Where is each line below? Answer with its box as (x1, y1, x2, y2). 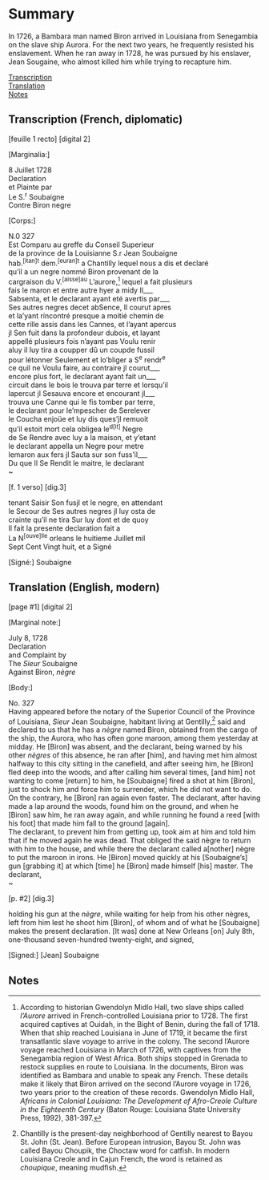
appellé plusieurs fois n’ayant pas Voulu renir (8, 336, 156, 346)
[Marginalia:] (8, 149, 50, 159)
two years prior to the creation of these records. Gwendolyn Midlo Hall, (19, 1087, 255, 1097)
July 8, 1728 (8, 632, 48, 642)
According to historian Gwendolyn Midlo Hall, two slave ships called (19, 1002, 244, 1012)
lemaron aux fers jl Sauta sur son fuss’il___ (8, 450, 148, 459)
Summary (8, 5, 74, 23)
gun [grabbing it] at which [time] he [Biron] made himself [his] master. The (8, 861, 254, 871)
